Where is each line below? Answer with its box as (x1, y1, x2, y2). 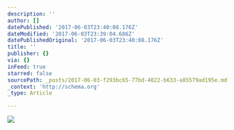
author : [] (7, 17, 40, 24)
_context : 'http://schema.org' (7, 83, 100, 90)
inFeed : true (7, 63, 46, 70)
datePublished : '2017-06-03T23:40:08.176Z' (7, 23, 139, 31)
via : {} (7, 57, 31, 64)
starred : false (7, 70, 53, 77)
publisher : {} (7, 50, 50, 58)
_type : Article (7, 90, 53, 97)
